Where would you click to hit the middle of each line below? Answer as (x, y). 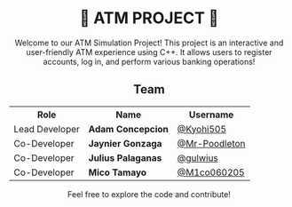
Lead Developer (47, 129)
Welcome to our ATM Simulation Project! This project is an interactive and (149, 43)
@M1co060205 (211, 172)
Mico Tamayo (118, 172)
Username (212, 115)
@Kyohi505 (202, 129)
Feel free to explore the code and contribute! (149, 194)
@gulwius (198, 157)
